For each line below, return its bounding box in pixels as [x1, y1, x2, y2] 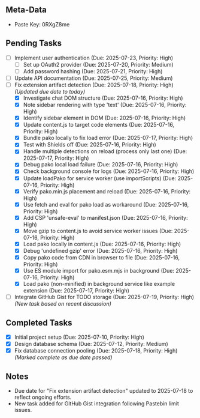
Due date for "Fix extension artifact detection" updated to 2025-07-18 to [14, 387, 193, 394]
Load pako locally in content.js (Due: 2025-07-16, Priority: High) [23, 240, 181, 247]
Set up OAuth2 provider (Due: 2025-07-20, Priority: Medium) [23, 61, 174, 68]
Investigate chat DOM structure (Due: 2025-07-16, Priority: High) [23, 94, 183, 101]
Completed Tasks [5, 318, 72, 328]
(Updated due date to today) [14, 88, 86, 95]
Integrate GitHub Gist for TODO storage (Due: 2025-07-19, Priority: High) [14, 294, 195, 301]
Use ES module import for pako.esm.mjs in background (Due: [23, 267, 175, 274]
